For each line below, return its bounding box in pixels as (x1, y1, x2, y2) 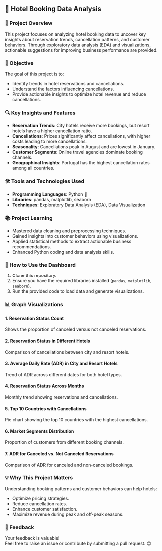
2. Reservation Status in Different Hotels (5, 338, 91, 344)
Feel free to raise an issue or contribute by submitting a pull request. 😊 (5, 540, 151, 547)
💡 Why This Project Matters (5, 474, 73, 481)
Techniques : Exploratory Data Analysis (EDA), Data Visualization (12, 202, 146, 208)
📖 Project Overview (5, 20, 53, 27)
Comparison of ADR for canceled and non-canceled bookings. (5, 462, 134, 468)
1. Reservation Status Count (5, 315, 64, 321)
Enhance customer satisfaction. (12, 506, 78, 512)
